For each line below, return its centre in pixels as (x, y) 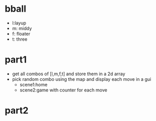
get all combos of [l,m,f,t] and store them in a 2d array (69, 74)
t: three (20, 39)
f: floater (21, 34)
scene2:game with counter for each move (64, 90)
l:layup (19, 23)
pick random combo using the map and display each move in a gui (82, 79)
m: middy (22, 28)
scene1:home (34, 84)
